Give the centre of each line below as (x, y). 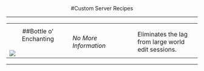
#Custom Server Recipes (102, 8)
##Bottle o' (38, 31)
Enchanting (38, 39)
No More (85, 38)
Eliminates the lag (163, 34)
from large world (161, 42)
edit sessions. (157, 49)
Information (89, 46)
